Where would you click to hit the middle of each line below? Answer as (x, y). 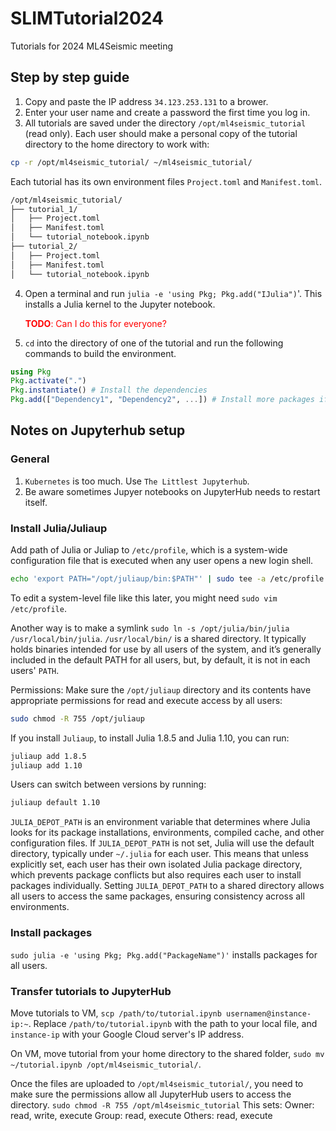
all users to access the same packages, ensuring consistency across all (157, 896)
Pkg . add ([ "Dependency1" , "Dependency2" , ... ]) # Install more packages (162, 400)
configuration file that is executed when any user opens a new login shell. (162, 560)
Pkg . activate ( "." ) (48, 381)
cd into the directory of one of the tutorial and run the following (154, 343)
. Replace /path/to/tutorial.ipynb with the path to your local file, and (173, 1023)
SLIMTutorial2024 (87, 18)
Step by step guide (70, 77)
